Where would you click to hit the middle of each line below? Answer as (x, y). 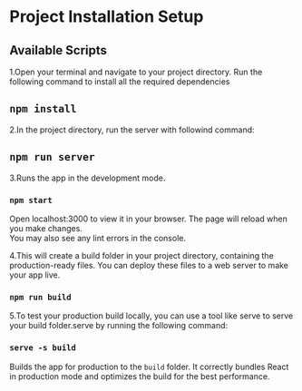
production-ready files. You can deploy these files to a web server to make (149, 265)
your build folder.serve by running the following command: (119, 326)
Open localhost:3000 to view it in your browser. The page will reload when (148, 219)
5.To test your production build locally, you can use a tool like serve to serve (151, 316)
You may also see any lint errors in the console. (97, 238)
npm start (31, 200)
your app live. (35, 275)
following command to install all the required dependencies (120, 82)
